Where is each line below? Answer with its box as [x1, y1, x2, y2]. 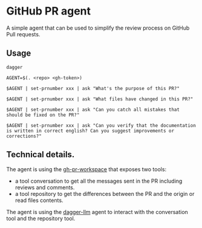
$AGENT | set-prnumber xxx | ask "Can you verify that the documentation [6, 122, 197, 128]
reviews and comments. [15, 183, 75, 191]
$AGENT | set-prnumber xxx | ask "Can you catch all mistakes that [6, 106, 180, 112]
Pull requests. [6, 30, 41, 37]
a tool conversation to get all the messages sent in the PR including [15, 177, 183, 184]
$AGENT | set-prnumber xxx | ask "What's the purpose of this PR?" [6, 85, 180, 91]
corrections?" [6, 133, 42, 139]
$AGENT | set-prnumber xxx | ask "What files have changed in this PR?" [6, 96, 194, 102]
